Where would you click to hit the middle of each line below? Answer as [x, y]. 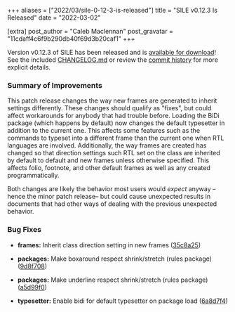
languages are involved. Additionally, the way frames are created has [107, 145]
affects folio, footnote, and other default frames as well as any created [109, 168]
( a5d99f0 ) [32, 287]
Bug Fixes [25, 230]
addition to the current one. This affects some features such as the [104, 131]
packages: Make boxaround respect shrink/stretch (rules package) [115, 259]
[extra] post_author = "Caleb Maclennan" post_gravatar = [90, 31]
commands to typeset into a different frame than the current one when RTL [116, 138]
